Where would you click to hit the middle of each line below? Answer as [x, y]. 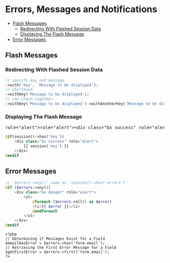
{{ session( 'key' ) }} [46, 146]
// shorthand [19, 90]
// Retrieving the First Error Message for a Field [61, 248]
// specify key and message [35, 80]
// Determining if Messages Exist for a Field [55, 239]
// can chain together [29, 99]
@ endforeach [45, 211]
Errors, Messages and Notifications [81, 9]
